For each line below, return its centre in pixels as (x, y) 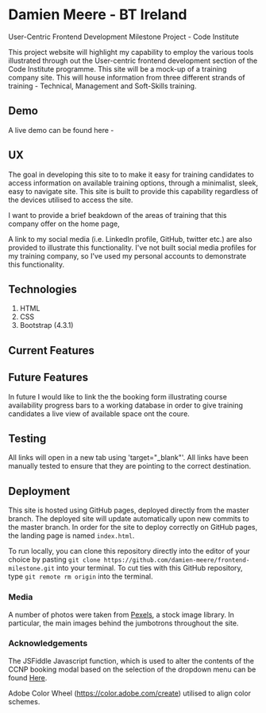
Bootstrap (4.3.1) (46, 325)
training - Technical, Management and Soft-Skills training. (102, 86)
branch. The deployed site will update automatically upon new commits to (129, 519)
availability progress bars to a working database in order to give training (126, 405)
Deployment (39, 491)
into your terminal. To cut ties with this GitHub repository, (150, 568)
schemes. (24, 701)
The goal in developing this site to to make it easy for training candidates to (131, 174)
